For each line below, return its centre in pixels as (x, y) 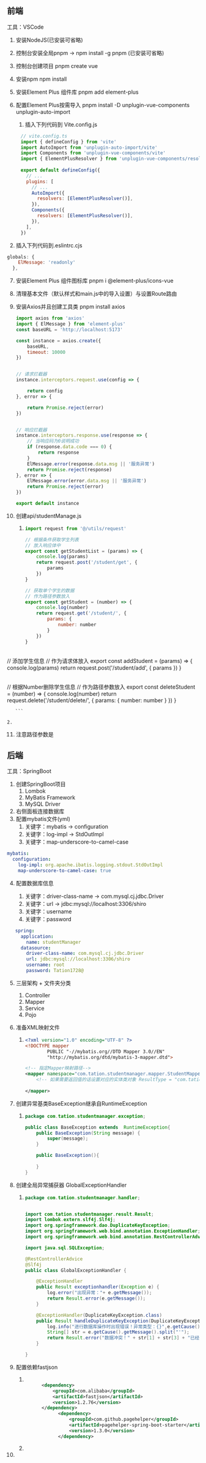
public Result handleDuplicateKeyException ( (94, 1321)
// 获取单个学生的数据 (50, 590)
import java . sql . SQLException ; (65, 1248)
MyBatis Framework (50, 798)
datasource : (36, 948)
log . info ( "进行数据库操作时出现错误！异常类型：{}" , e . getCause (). (125, 1326)
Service (35, 1008)
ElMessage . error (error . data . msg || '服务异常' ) (87, 481)
